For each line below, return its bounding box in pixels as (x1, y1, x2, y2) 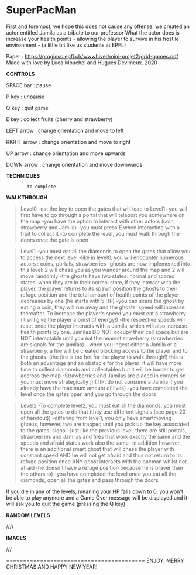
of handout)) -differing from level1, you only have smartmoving (20, 414, 172, 421)
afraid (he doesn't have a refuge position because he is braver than (20, 464, 183, 471)
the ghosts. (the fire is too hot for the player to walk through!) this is (20, 353, 183, 360)
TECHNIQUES (6, 172, 40, 179)
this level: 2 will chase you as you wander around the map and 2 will (20, 266, 185, 273)
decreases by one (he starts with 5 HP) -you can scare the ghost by (20, 297, 184, 304)
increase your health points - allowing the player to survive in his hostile (6, 35, 180, 42)
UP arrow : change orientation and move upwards (6, 150, 126, 157)
